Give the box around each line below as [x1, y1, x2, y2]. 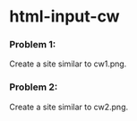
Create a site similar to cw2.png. [9, 101, 128, 112]
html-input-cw [9, 6, 120, 27]
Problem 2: [9, 81, 58, 93]
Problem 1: [9, 39, 56, 51]
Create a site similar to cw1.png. [9, 58, 127, 69]
